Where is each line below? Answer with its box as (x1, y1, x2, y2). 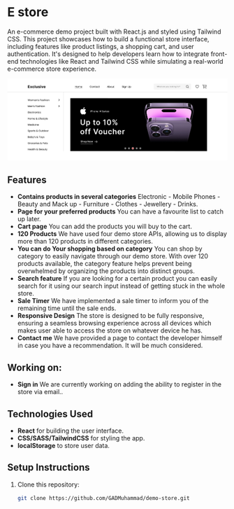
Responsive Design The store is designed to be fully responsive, (17, 312, 205, 320)
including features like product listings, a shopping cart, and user (7, 42, 194, 50)
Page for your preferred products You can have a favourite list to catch (17, 207, 224, 216)
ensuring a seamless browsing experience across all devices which (17, 319, 212, 328)
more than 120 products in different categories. (17, 237, 154, 246)
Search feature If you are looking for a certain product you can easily (17, 274, 218, 283)
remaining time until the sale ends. (17, 304, 117, 312)
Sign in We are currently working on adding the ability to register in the (17, 380, 222, 389)
